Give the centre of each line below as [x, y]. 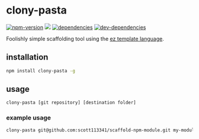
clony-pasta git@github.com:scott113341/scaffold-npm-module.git [88, 130]
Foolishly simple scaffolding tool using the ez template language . [85, 38]
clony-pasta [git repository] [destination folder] [71, 103]
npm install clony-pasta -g [41, 71]
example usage [29, 118]
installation [27, 57]
